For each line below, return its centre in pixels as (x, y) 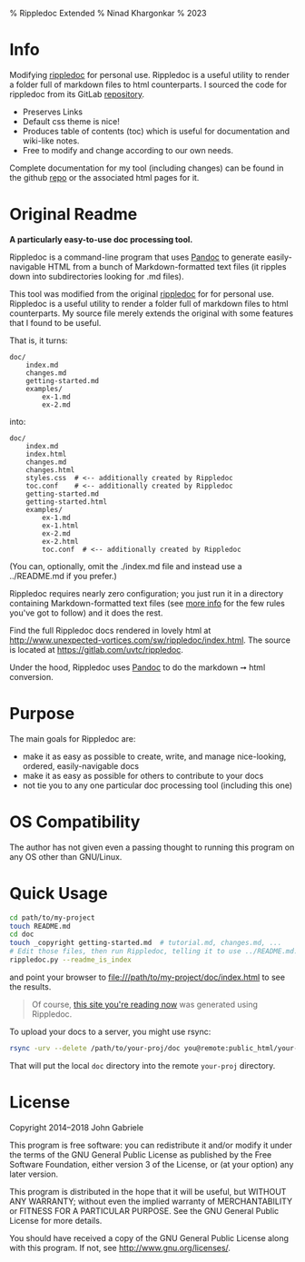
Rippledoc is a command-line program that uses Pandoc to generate (137, 257)
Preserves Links (53, 112)
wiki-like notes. (51, 141)
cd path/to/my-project (52, 917)
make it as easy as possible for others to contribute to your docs (143, 775)
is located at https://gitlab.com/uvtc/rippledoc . (96, 649)
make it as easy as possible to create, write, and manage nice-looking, (154, 756)
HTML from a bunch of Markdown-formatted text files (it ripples (167, 266)
